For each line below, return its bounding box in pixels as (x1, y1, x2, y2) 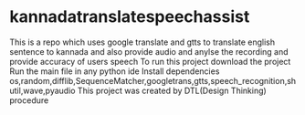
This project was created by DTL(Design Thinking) (77, 85, 267, 96)
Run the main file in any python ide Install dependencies (9, 66, 220, 77)
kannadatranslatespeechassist (9, 6, 250, 27)
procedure (9, 94, 49, 106)
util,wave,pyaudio (9, 85, 76, 96)
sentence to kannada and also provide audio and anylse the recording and (9, 46, 289, 57)
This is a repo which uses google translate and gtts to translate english (9, 37, 276, 47)
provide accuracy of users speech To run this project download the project (9, 56, 291, 67)
